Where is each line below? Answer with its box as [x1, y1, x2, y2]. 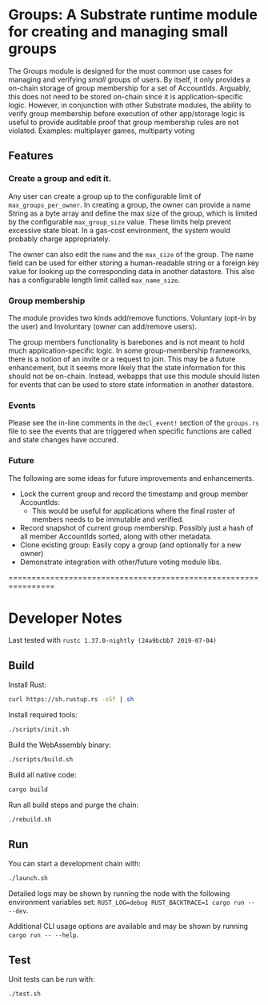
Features [8, 149, 54, 163]
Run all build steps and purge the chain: [8, 800, 139, 809]
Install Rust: [8, 680, 46, 690]
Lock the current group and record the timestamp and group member [19, 489, 249, 498]
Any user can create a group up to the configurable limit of [8, 191, 202, 201]
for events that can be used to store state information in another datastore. [8, 379, 254, 389]
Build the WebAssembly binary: [8, 740, 112, 750]
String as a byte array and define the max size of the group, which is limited [8, 208, 258, 218]
